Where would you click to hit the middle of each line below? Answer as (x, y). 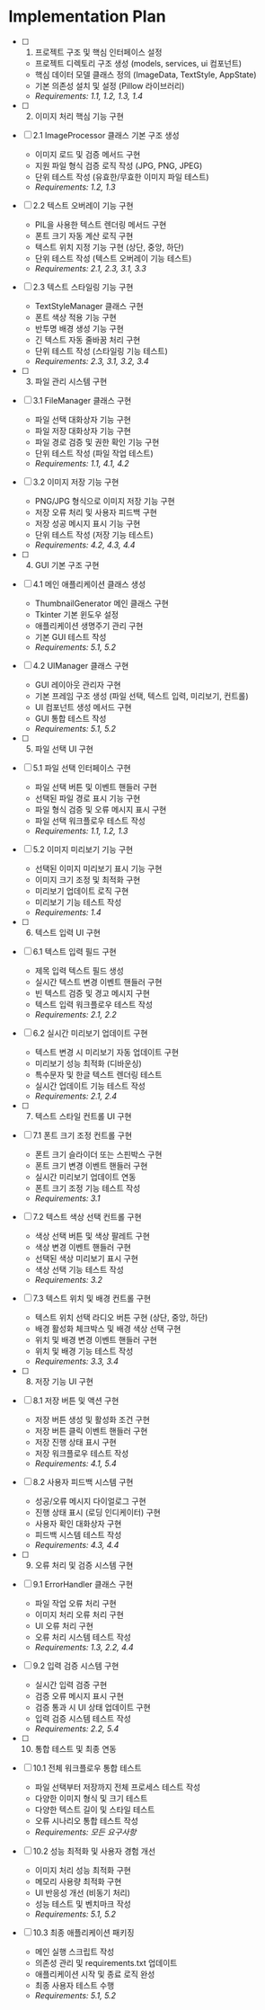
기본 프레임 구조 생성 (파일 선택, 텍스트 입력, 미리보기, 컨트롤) (141, 696)
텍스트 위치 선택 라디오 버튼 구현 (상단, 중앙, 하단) (121, 1317)
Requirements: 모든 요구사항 (85, 1832)
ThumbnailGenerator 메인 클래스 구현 (102, 603)
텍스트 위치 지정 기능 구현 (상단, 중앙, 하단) (110, 247)
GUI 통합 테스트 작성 (71, 718)
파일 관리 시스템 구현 (71, 381)
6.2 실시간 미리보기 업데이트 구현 (90, 1033)
